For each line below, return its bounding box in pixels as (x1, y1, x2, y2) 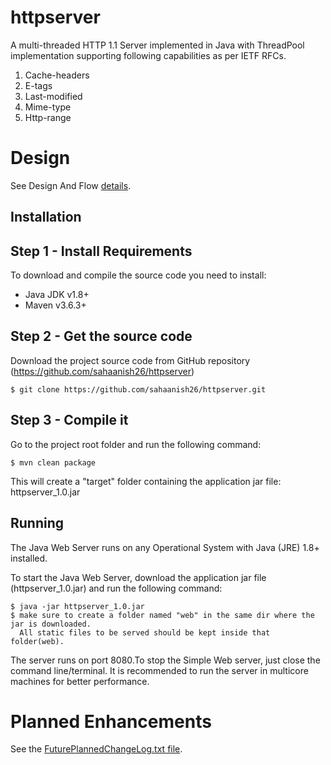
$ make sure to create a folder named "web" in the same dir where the (10, 610, 315, 620)
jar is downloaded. (10, 619, 92, 629)
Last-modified (24, 90, 83, 102)
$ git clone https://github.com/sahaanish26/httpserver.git (10, 384, 267, 395)
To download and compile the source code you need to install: (10, 269, 267, 281)
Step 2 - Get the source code (10, 328, 193, 345)
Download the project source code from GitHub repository (10, 354, 251, 366)
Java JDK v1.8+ (24, 289, 90, 301)
